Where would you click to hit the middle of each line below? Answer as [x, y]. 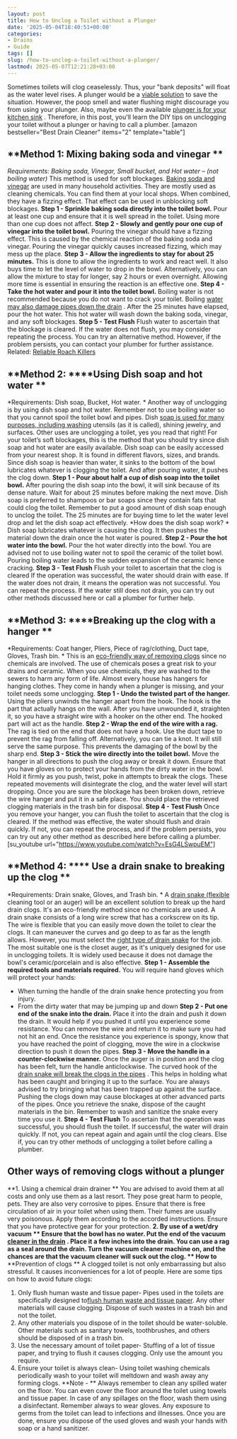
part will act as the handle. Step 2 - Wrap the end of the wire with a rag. [112, 724]
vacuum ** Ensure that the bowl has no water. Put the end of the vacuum [117, 1234]
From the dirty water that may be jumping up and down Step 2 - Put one [123, 1006]
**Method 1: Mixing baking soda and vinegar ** [115, 154]
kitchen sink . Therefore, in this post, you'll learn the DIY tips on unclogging [117, 117]
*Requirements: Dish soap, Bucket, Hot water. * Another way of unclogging [117, 402]
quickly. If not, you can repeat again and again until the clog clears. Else [122, 1134]
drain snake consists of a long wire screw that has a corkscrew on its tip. [113, 917]
